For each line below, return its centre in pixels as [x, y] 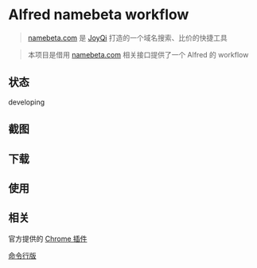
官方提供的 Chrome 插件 [48, 238]
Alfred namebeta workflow [99, 15]
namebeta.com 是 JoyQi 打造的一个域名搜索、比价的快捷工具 [128, 37]
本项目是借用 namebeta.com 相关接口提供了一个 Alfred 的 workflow [138, 54]
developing [27, 102]
